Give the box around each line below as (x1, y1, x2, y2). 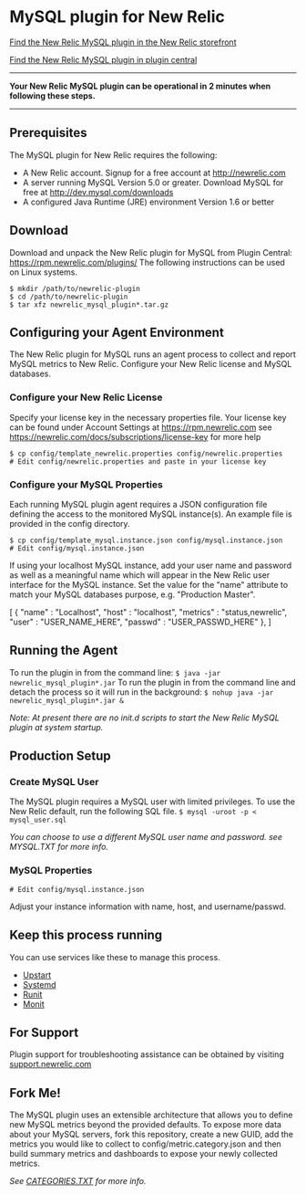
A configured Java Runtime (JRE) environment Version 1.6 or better (22, 196, 275, 207)
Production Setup (9, 749, 111, 764)
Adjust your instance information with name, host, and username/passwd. (9, 901, 287, 912)
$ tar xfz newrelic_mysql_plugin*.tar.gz (9, 299, 169, 309)
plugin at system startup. (9, 721, 104, 732)
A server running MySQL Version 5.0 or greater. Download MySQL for (22, 176, 284, 188)
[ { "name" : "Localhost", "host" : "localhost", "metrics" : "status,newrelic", (9, 606, 288, 617)
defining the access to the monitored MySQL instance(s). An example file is (9, 508, 293, 519)
